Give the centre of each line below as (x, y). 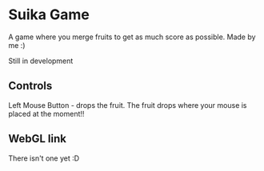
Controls (30, 86)
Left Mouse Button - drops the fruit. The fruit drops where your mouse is (128, 105)
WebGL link (37, 139)
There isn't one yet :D (44, 158)
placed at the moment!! (46, 113)
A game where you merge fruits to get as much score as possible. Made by (132, 37)
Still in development (41, 61)
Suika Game (49, 15)
